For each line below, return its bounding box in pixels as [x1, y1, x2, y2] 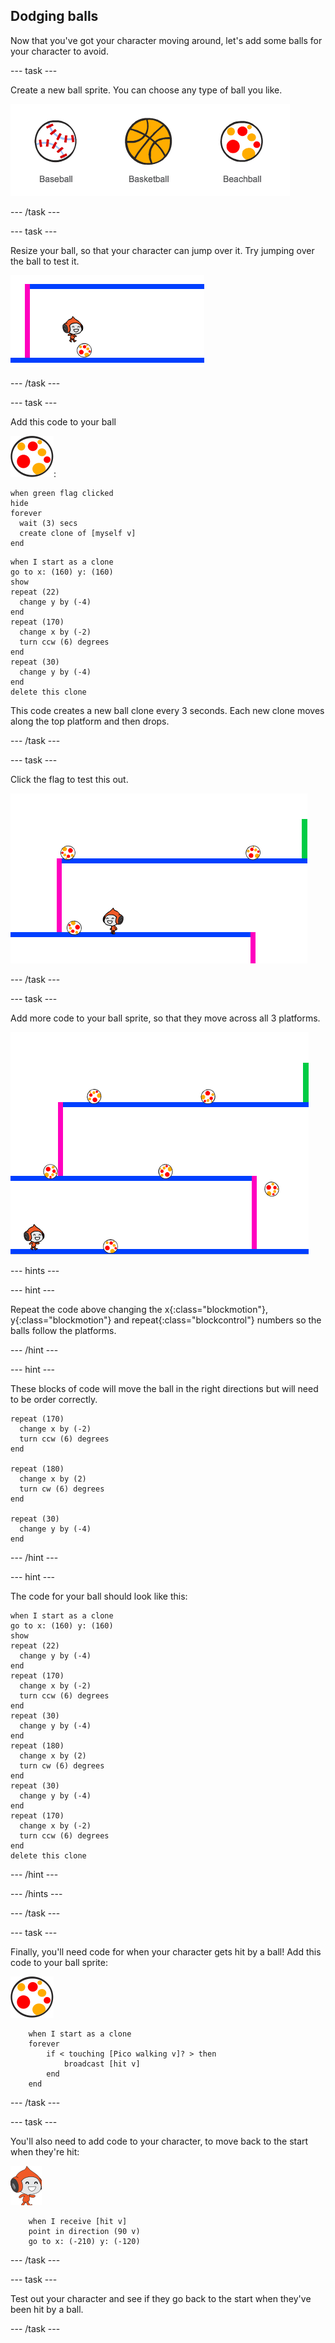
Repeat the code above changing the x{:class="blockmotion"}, [10, 1303, 268, 1315]
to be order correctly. [10, 1393, 98, 1405]
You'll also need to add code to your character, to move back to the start [10, 2135, 309, 2147]
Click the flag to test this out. [10, 773, 129, 785]
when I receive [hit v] [28, 2216, 128, 2226]
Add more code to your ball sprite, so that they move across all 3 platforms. [10, 1012, 321, 1024]
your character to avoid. [10, 45, 109, 57]
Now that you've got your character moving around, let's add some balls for [10, 34, 323, 46]
